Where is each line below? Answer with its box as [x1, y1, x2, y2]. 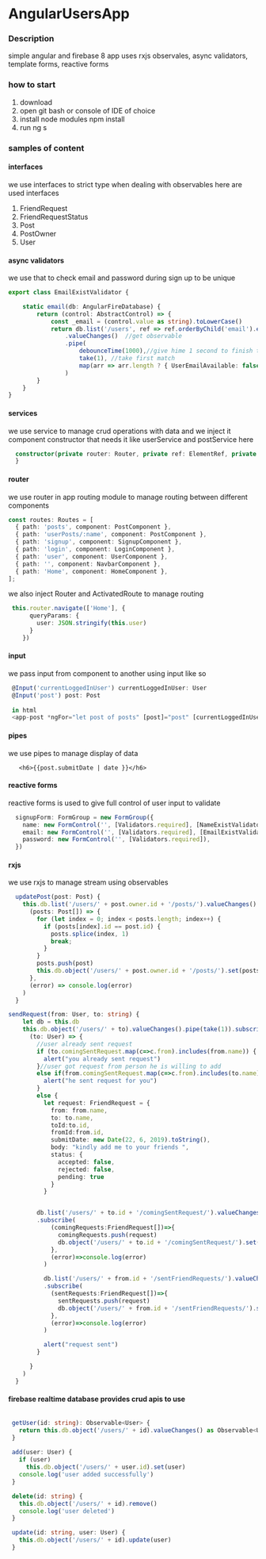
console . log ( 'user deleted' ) [18, 1507, 115, 1515]
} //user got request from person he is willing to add [36, 1062, 222, 1070]
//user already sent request [36, 1040, 133, 1048]
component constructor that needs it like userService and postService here [8, 434, 254, 444]
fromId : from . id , [50, 1128, 104, 1137]
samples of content [8, 142, 85, 153]
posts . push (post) [36, 959, 93, 968]
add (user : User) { [11, 1449, 73, 1457]
